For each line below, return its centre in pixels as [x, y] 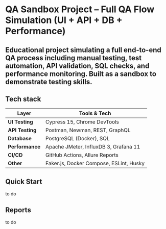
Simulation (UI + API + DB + [64, 20]
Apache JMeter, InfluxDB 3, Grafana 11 [93, 147]
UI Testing [20, 122]
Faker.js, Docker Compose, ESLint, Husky [95, 163]
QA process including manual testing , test [74, 58]
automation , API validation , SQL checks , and [77, 66]
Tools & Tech [95, 113]
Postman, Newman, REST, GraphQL [88, 130]
